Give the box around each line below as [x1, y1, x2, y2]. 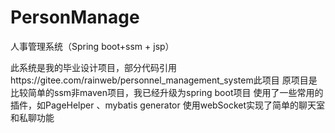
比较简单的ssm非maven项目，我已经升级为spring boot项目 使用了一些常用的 [10, 86, 324, 98]
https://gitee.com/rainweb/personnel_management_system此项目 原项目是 [10, 74, 318, 86]
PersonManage [10, 6, 140, 29]
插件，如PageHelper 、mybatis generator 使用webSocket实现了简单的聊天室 [10, 99, 326, 111]
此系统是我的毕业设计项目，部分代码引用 [10, 61, 177, 73]
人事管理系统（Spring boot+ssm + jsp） [10, 40, 175, 52]
